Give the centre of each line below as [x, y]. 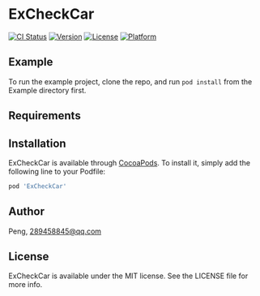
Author [26, 212]
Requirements [45, 116]
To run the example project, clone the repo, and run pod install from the [130, 81]
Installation [37, 143]
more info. [26, 285]
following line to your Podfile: [57, 171]
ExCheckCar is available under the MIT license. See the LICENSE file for [128, 276]
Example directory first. [47, 90]
